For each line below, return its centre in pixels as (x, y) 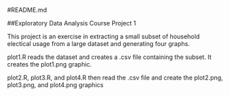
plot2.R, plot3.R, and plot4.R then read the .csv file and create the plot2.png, (115, 77)
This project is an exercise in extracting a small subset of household (103, 36)
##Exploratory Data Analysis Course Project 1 (72, 23)
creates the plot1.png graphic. (50, 64)
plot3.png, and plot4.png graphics (55, 85)
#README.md (27, 10)
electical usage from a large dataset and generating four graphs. (99, 44)
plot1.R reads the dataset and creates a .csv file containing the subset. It (109, 57)
